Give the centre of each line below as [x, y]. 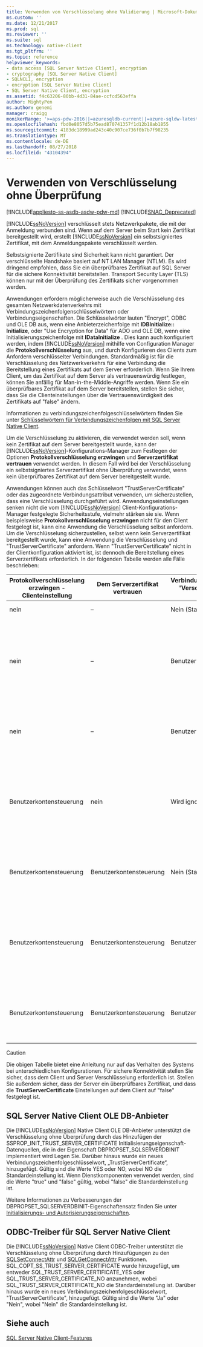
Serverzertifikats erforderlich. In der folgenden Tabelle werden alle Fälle [96, 559]
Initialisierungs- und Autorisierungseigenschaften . [69, 1213]
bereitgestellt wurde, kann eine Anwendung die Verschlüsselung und [92, 540]
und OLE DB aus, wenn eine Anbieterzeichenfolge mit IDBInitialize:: [91, 324]
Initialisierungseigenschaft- [153, 1143]
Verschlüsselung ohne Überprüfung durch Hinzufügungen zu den [88, 1253]
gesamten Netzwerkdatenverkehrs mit [54, 305]
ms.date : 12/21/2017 [32, 23]
